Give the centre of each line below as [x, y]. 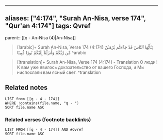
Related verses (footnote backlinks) [48, 120]
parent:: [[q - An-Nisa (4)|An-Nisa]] [41, 37]
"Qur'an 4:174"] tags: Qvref [48, 26]
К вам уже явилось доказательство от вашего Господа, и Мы [81, 67]
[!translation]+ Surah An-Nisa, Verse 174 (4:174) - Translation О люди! [87, 62]
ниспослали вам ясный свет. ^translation [59, 72]
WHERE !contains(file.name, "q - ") [42, 103]
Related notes [26, 88]
